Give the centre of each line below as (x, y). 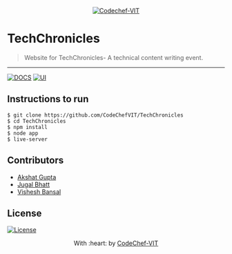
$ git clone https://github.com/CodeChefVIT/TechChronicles (96, 115)
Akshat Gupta (37, 177)
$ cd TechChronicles (37, 121)
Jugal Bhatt (33, 184)
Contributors (36, 160)
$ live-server (28, 139)
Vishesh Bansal (39, 192)
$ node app (23, 133)
